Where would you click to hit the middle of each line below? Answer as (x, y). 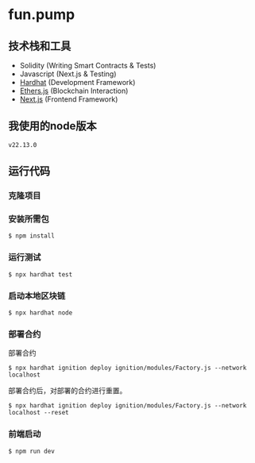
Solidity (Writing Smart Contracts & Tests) (88, 66)
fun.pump (42, 15)
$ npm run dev (32, 451)
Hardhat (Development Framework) (77, 82)
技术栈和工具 (40, 46)
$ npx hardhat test (41, 274)
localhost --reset (39, 413)
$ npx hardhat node (41, 313)
